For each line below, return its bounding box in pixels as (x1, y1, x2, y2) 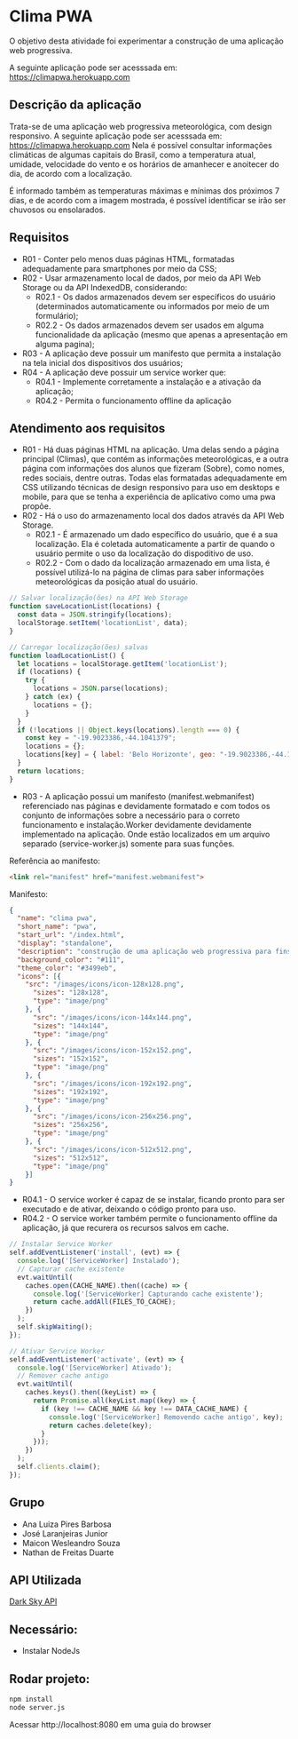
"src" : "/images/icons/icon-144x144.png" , (32, 1012, 192, 1022)
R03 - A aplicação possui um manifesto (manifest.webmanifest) (21, 790, 255, 801)
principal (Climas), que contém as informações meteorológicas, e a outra (21, 454, 289, 465)
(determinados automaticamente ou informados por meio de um (35, 300, 270, 312)
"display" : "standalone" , (17, 939, 114, 948)
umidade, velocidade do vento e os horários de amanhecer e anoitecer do (9, 158, 279, 170)
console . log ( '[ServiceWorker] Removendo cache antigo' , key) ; (48, 1412, 284, 1422)
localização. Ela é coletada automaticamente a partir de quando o (35, 539, 275, 550)
